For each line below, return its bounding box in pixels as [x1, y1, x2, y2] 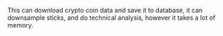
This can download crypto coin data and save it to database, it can [7, 6, 203, 14]
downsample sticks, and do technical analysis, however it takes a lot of [7, 13, 216, 22]
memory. [7, 21, 33, 29]
